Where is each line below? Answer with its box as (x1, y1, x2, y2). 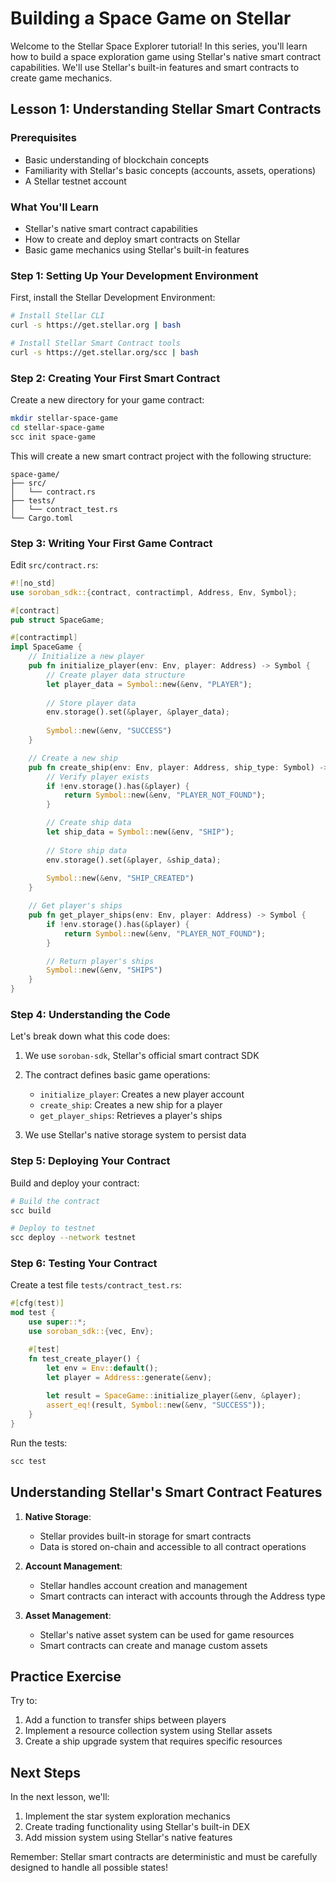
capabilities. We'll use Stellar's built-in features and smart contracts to (10, 61, 300, 73)
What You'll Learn (10, 200, 99, 214)
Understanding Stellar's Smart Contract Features (10, 1484, 323, 1501)
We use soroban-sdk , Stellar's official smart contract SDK (24, 1050, 260, 1062)
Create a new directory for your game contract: (10, 394, 205, 406)
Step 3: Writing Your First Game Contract (10, 536, 213, 550)
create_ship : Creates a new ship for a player (39, 1099, 223, 1111)
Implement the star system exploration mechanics (24, 1810, 231, 1822)
